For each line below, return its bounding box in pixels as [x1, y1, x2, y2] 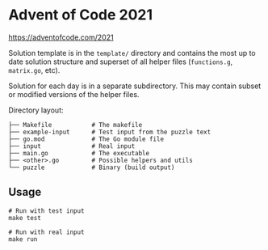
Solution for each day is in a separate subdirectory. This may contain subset [8, 81, 262, 91]
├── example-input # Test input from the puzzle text [8, 128, 211, 136]
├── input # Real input [8, 142, 136, 150]
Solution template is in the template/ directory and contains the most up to [8, 48, 256, 57]
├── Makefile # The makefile [8, 121, 143, 129]
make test [8, 214, 42, 222]
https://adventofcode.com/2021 [8, 32, 115, 42]
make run [8, 235, 38, 244]
